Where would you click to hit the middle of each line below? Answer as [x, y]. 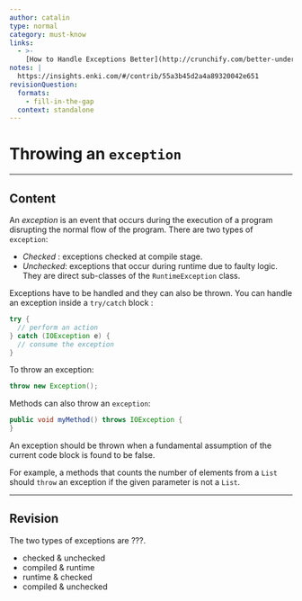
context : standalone [56, 110]
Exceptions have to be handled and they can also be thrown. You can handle [151, 293]
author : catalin [40, 18]
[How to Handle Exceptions [76, 59]
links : [22, 43]
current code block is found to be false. [82, 455]
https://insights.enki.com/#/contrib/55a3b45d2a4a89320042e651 [138, 76]
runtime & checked [57, 577]
